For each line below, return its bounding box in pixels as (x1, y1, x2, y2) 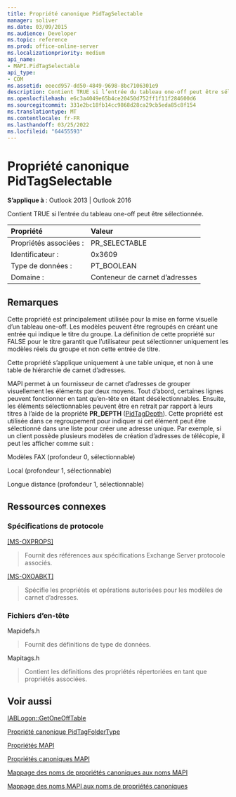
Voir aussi (7, 695, 52, 707)
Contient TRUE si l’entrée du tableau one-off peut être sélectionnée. (7, 210, 204, 218)
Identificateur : (11, 250, 59, 260)
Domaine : (11, 272, 44, 282)
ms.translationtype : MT (7, 108, 77, 115)
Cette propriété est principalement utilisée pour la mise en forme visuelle (7, 315, 218, 324)
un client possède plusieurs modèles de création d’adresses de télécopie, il (7, 432, 225, 440)
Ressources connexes (7, 500, 107, 513)
